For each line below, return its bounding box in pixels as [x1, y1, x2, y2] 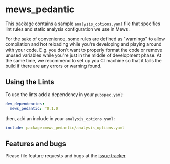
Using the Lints [5, 78, 55, 86]
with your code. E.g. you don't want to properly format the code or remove [5, 46, 163, 53]
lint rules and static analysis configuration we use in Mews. [5, 26, 130, 32]
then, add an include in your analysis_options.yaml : [5, 115, 115, 121]
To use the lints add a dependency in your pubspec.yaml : [5, 91, 124, 98]
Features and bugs [5, 139, 67, 148]
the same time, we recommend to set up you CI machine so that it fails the [5, 57, 162, 63]
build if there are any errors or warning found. [5, 63, 102, 69]
